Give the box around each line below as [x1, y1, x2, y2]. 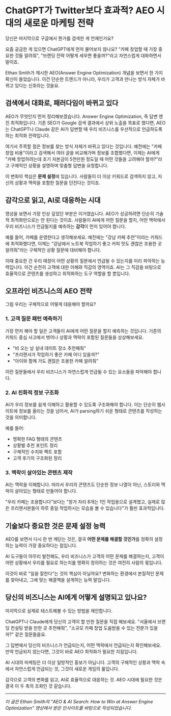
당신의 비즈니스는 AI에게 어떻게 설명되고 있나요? [5, 593, 147, 602]
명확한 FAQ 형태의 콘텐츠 [12, 436, 63, 442]
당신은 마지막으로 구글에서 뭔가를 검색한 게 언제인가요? [5, 35, 113, 41]
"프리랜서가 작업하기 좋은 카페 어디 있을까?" [12, 351, 100, 357]
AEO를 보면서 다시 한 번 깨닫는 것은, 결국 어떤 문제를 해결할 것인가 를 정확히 [5, 536, 154, 542]
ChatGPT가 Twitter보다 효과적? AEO [5, 5, 155, 16]
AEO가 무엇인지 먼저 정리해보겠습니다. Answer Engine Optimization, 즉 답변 [5, 113, 158, 119]
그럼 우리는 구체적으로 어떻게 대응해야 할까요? [5, 301, 96, 308]
